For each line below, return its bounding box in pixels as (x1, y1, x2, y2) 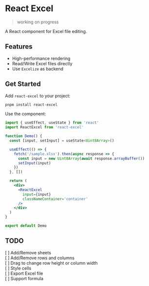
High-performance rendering (12, 55, 71, 61)
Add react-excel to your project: (5, 93, 71, 99)
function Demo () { (5, 134, 42, 139)
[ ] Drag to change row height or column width (5, 260, 98, 266)
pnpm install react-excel (5, 102, 57, 107)
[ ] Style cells (5, 265, 32, 271)
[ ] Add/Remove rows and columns (5, 255, 74, 261)
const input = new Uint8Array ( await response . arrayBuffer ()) (18, 156, 145, 161)
